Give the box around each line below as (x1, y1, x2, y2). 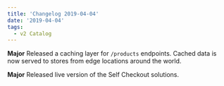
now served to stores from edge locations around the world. (7, 57, 182, 66)
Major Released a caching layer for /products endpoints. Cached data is (7, 49, 217, 58)
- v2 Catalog (13, 30, 52, 37)
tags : (7, 23, 23, 30)
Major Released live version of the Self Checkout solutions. (7, 70, 180, 79)
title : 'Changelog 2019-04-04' (7, 10, 99, 18)
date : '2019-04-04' (7, 17, 65, 24)
